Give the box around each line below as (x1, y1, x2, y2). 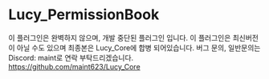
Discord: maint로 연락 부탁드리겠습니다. (8, 53, 134, 62)
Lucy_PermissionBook (8, 6, 160, 24)
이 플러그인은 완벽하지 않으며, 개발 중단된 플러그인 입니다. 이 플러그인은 (8, 33, 231, 42)
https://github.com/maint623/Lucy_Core (8, 61, 141, 71)
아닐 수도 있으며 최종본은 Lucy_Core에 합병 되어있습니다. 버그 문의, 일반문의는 (16, 42, 261, 53)
